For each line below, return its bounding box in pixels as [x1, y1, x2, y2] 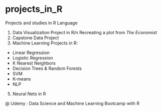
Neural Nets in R [12, 91, 46, 97]
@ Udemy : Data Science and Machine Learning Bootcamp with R [5, 100, 140, 106]
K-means [12, 76, 31, 82]
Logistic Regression [12, 55, 53, 60]
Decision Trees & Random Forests [12, 65, 82, 71]
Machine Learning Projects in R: [12, 40, 78, 46]
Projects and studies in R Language [5, 20, 78, 26]
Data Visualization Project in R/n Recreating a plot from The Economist [12, 29, 157, 35]
